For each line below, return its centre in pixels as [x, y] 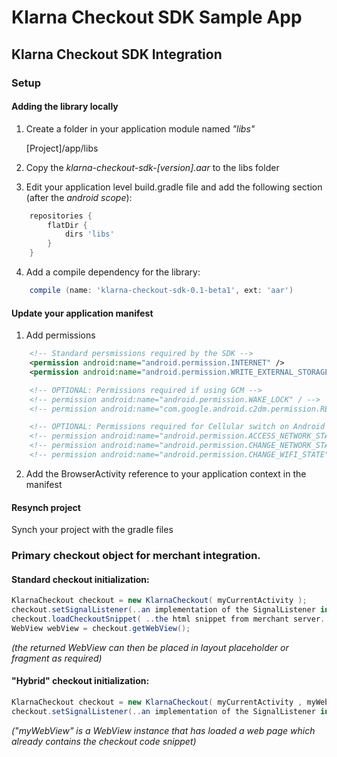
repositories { [61, 216]
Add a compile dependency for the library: [113, 272]
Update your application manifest [82, 313]
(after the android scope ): [79, 197]
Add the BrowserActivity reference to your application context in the [166, 473]
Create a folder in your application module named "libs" [140, 128]
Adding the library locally [65, 107]
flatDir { [67, 225]
